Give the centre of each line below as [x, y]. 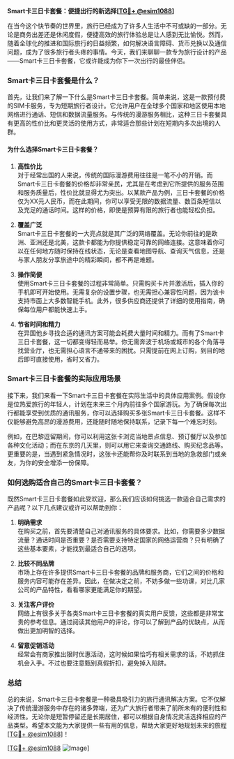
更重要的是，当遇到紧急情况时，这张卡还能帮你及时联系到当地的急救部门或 [114, 454]
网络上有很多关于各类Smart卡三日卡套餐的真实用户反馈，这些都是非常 [117, 613]
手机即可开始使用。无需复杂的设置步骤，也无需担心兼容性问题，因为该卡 [121, 292]
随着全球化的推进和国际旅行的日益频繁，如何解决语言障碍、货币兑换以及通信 [117, 43]
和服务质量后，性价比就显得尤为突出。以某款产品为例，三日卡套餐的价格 [121, 192]
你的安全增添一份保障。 [59, 462]
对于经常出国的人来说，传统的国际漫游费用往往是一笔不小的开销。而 [115, 175]
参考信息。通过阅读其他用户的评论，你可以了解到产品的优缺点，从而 [127, 622]
